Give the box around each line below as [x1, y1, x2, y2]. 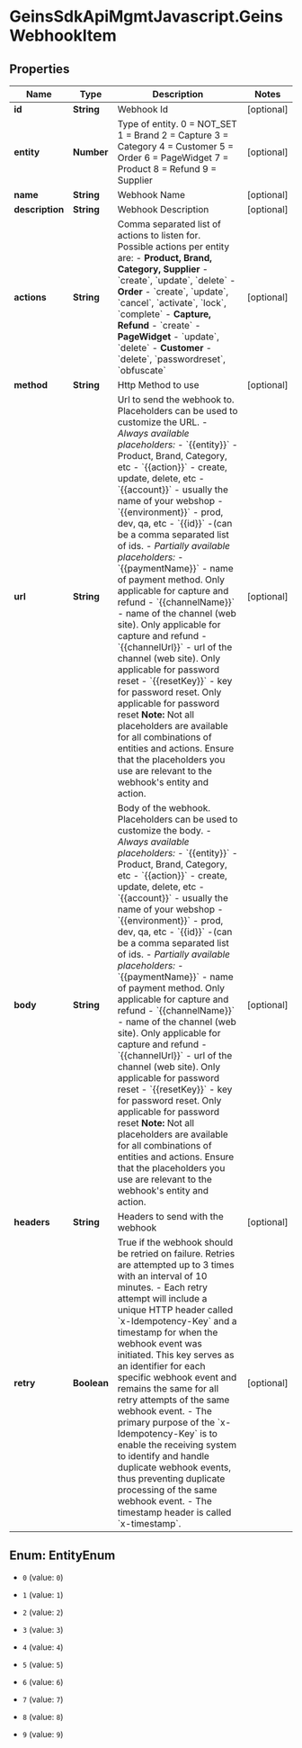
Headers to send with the [117, 1211, 224, 1222]
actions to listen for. [117, 230, 201, 241]
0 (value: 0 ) [22, 1572, 64, 1582]
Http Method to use [117, 379, 200, 391]
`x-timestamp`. [117, 1518, 182, 1529]
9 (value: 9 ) [22, 1728, 64, 1739]
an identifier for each [117, 1360, 206, 1372]
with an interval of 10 [117, 1270, 208, 1282]
